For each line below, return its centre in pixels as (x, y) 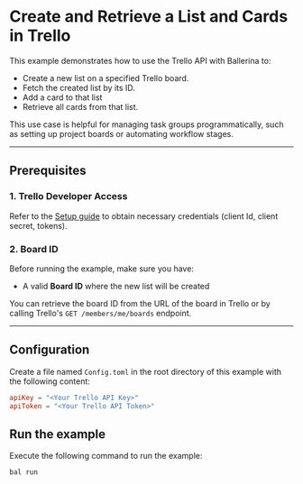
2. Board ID (34, 249)
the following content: (50, 381)
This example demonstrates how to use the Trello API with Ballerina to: (140, 60)
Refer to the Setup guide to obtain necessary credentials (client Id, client (144, 216)
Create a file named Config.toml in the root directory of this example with (146, 371)
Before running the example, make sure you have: (101, 269)
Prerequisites (48, 171)
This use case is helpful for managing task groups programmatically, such (147, 124)
